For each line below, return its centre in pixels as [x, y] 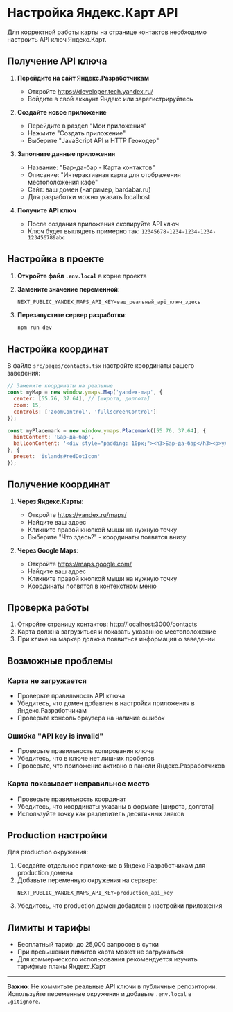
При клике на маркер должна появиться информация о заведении [116, 639]
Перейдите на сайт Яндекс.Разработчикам [83, 78]
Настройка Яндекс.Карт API [93, 13]
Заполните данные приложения [66, 153]
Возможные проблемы [60, 661]
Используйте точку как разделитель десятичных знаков [101, 813]
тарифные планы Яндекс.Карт [61, 967]
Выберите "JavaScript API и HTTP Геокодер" [93, 140]
